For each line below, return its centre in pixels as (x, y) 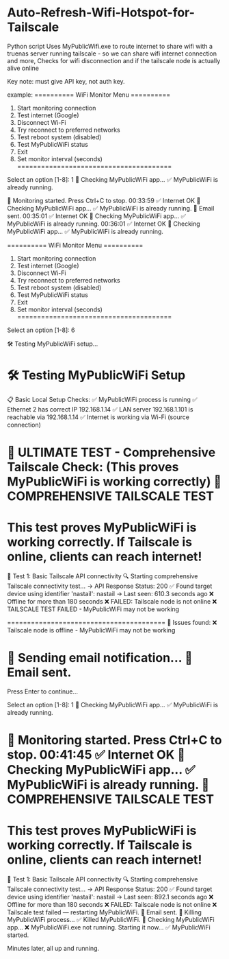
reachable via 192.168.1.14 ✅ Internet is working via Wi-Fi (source (98, 417)
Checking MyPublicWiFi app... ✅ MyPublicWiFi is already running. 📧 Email (111, 208)
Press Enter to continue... (43, 691)
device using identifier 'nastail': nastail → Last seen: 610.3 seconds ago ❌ (110, 594)
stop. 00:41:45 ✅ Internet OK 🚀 (96, 755)
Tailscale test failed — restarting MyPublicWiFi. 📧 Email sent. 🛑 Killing (104, 912)
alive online (23, 68)
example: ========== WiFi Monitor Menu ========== (89, 95)
